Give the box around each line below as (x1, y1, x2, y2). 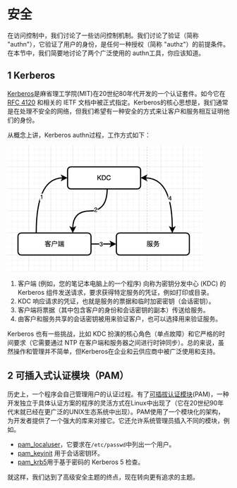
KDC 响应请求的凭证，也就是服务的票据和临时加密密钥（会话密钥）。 (17, 297, 215, 305)
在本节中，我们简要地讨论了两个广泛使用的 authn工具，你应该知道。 (7, 49, 205, 57)
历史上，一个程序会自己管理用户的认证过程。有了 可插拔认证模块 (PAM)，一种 (7, 389, 229, 398)
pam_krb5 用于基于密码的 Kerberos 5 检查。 (17, 458, 145, 466)
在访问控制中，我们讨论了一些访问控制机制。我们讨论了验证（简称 (7, 31, 199, 39)
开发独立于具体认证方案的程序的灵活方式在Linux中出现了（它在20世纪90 (7, 398, 218, 407)
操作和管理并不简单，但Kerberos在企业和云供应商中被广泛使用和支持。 (13, 347, 220, 355)
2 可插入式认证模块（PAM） (7, 370, 129, 382)
